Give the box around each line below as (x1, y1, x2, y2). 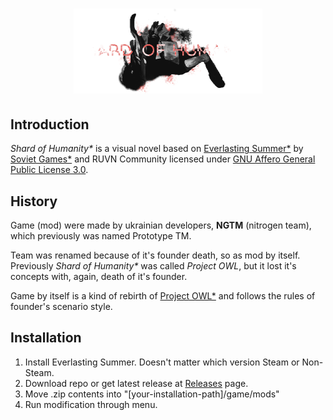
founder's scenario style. (10, 300, 113, 312)
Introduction (10, 116, 90, 133)
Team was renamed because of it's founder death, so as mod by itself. (10, 249, 301, 261)
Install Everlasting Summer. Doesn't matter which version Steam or (24, 356, 300, 368)
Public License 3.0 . (10, 164, 89, 176)
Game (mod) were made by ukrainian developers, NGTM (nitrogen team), (10, 219, 312, 231)
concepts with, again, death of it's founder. (10, 270, 188, 282)
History (10, 193, 58, 210)
